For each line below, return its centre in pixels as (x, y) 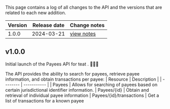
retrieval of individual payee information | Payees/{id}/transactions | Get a (82, 95)
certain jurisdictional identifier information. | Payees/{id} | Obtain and (77, 90)
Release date (48, 25)
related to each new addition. (36, 13)
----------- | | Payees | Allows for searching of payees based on (91, 84)
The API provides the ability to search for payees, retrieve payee (73, 74)
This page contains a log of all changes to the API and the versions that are (84, 7)
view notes (83, 34)
